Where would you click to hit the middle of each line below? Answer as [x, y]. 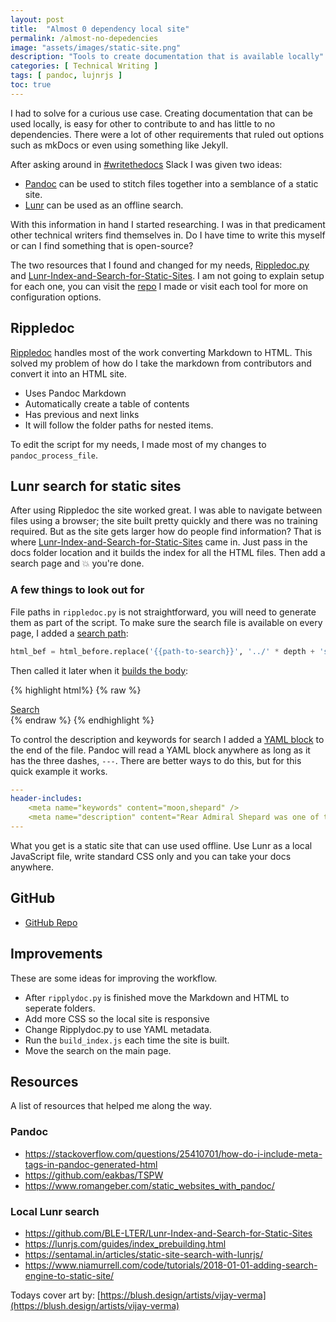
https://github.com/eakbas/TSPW [94, 1175]
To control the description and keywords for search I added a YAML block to [167, 739]
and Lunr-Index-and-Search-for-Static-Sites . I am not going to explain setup [167, 275]
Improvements [56, 954]
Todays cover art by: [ [55, 1295]
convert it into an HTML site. [68, 373]
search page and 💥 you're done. [77, 563]
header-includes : [46, 799]
